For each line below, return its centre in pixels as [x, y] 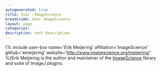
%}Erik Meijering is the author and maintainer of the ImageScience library [81, 58]
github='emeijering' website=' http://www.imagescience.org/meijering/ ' [78, 52]
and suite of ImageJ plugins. [34, 63]
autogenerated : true [27, 10]
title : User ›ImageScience [33, 14]
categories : [17, 28]
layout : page [19, 24]
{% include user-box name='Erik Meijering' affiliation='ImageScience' [77, 47]
